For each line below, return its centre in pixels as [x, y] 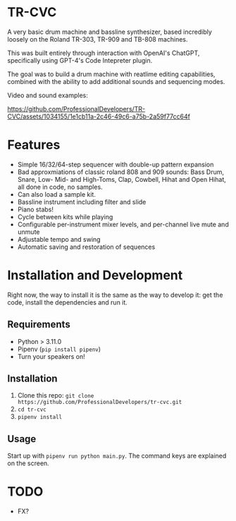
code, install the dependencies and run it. [68, 302]
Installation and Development [95, 275]
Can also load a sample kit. [57, 194]
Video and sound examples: [48, 95]
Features [34, 145]
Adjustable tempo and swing [59, 239]
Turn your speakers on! [51, 356]
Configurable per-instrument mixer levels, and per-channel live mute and [123, 224]
